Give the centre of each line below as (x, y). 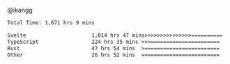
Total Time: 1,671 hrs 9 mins (51, 23)
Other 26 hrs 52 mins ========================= (113, 55)
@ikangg (20, 10)
